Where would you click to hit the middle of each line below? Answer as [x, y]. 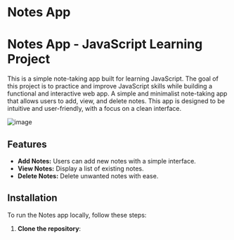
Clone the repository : [49, 228]
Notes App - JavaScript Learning [105, 45]
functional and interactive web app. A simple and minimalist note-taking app [117, 94]
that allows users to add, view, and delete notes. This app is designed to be [116, 101]
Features [27, 144]
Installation [32, 198]
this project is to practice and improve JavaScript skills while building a [110, 86]
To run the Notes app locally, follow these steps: [77, 215]
